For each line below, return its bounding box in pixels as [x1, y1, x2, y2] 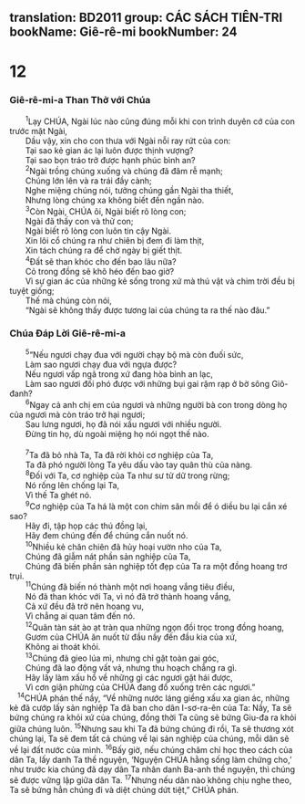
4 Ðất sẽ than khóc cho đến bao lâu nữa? [25, 254, 177, 266]
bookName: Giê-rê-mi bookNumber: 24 [9, 25, 238, 40]
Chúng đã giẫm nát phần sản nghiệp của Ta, [25, 550, 191, 562]
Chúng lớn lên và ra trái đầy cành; [25, 175, 152, 186]
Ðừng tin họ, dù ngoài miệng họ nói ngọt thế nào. [25, 429, 209, 440]
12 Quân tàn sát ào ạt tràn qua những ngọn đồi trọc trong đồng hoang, [25, 621, 285, 633]
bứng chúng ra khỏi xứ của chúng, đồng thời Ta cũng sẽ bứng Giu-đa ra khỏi [9, 712, 297, 723]
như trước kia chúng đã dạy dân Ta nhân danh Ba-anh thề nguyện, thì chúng [9, 764, 296, 775]
